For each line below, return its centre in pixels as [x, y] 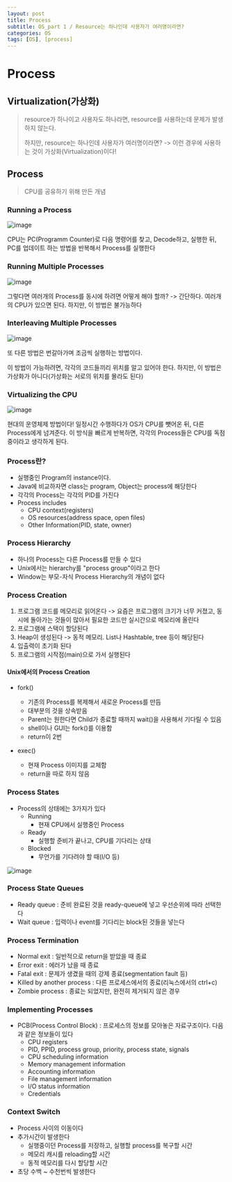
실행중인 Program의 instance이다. [64, 478]
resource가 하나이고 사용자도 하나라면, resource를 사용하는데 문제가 [117, 120]
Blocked [39, 848]
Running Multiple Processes [56, 266]
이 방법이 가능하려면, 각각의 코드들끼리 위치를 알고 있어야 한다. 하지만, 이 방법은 [115, 367]
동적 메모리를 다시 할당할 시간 [67, 1163]
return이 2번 [45, 737]
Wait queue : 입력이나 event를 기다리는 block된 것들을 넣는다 [101, 922]
